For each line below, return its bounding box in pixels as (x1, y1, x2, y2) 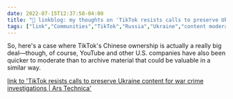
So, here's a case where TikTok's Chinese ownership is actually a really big (7, 42, 222, 50)
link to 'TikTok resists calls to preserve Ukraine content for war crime (7, 77, 204, 85)
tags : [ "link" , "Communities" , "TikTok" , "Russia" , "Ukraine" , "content (7, 23, 207, 30)
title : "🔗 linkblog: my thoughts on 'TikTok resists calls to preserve (7, 16, 218, 23)
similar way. (7, 63, 42, 72)
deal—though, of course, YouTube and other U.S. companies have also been (7, 49, 226, 57)
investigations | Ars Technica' (7, 84, 92, 93)
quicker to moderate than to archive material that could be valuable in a (7, 56, 211, 65)
